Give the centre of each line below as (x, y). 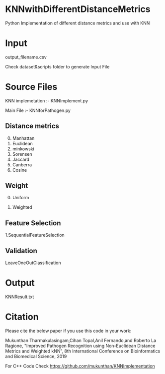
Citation (22, 317)
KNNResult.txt (20, 297)
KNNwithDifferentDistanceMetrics (78, 9)
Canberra (22, 165)
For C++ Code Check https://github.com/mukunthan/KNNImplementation (80, 366)
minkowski (23, 149)
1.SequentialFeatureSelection (35, 235)
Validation (21, 251)
